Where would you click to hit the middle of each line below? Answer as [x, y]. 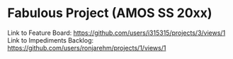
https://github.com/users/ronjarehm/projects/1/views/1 [87, 48]
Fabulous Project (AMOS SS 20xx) [110, 13]
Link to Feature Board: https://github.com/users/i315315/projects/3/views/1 [116, 33]
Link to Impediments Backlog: [51, 40]
